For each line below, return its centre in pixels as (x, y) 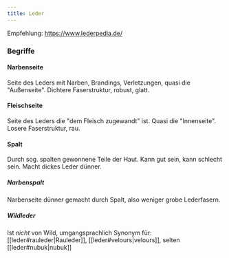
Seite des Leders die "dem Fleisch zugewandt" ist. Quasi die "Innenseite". (112, 120)
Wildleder (21, 215)
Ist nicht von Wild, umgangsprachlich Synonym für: (80, 233)
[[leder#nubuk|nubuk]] (40, 248)
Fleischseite (25, 106)
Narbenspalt (26, 182)
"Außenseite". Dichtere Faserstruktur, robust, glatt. (78, 89)
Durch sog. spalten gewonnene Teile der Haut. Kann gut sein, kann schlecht (115, 160)
